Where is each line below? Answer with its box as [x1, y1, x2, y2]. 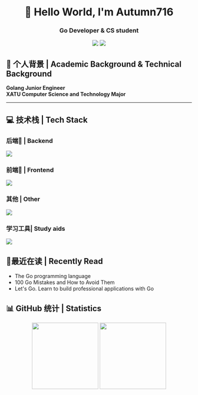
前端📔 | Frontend [6, 165, 54, 174]
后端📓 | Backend [6, 136, 53, 145]
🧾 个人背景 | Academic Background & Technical [6, 59, 181, 69]
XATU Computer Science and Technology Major [6, 91, 126, 98]
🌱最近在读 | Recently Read [6, 256, 103, 266]
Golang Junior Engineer [6, 84, 65, 92]
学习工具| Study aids [6, 224, 65, 233]
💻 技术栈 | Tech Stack [6, 115, 88, 125]
